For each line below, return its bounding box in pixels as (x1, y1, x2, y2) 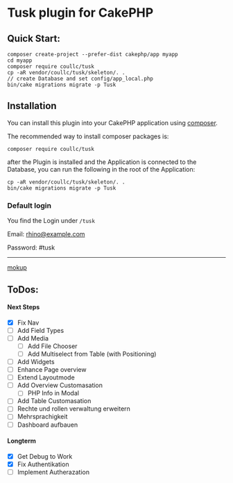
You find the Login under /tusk (7, 217, 96, 225)
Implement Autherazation (17, 468, 90, 476)
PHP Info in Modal (27, 389, 80, 398)
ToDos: (7, 284, 40, 295)
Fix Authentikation (17, 460, 69, 468)
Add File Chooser (27, 342, 78, 350)
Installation (7, 100, 57, 112)
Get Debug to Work (17, 452, 73, 460)
